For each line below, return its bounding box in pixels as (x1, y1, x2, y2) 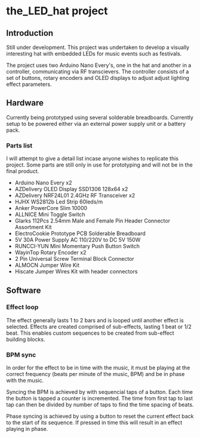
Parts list (6, 141, 33, 150)
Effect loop (6, 303, 39, 311)
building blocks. (6, 335, 45, 343)
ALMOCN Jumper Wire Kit (14, 261, 79, 269)
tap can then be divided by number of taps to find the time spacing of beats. (6, 401, 194, 408)
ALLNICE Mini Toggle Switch (14, 211, 85, 218)
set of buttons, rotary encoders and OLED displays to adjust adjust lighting (6, 75, 190, 81)
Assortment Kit (14, 224, 52, 231)
